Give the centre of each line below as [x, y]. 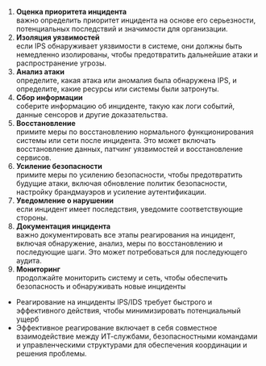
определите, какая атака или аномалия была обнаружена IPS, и [126, 80]
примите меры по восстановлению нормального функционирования [135, 132]
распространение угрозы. [61, 63]
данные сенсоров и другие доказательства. [92, 115]
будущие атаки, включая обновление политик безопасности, [121, 183]
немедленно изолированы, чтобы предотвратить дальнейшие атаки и [137, 55]
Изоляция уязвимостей [58, 37]
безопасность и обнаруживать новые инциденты [101, 286]
